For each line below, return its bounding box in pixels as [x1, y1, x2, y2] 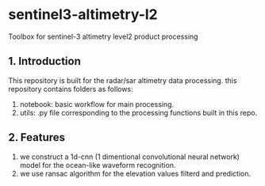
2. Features [8, 131, 66, 144]
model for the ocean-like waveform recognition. [19, 160, 176, 169]
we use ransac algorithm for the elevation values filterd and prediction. [19, 169, 252, 178]
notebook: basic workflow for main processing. [19, 99, 175, 108]
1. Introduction [8, 55, 81, 68]
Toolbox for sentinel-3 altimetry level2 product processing [8, 32, 198, 41]
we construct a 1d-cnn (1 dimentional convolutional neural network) [19, 152, 240, 161]
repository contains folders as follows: [8, 84, 133, 93]
